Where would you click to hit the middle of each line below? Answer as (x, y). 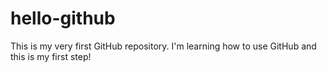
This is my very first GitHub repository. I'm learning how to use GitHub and (163, 46)
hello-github (63, 18)
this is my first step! (51, 56)
